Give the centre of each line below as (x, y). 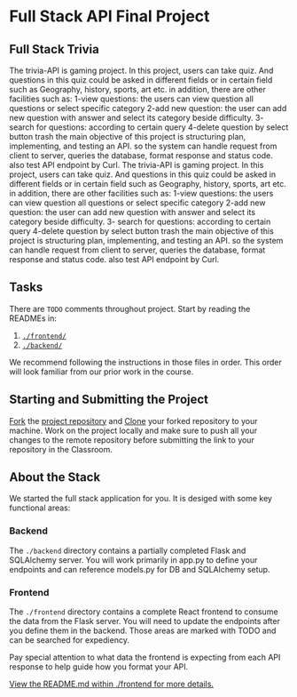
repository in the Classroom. (61, 449)
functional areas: (40, 508)
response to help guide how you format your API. (99, 667)
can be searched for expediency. (70, 640)
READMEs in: (33, 318)
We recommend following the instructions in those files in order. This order (145, 362)
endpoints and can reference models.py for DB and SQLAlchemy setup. (140, 569)
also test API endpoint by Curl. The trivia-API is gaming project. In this (137, 165)
